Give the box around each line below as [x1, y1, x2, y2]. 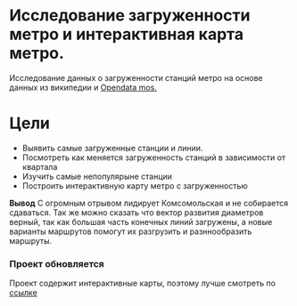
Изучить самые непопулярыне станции [21, 171, 172, 181]
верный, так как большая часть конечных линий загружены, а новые [9, 216, 273, 227]
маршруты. [9, 235, 53, 246]
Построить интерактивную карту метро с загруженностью [21, 180, 248, 191]
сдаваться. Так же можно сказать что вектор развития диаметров [9, 206, 264, 218]
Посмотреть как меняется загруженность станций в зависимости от [21, 152, 286, 163]
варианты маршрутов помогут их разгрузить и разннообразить [9, 226, 252, 237]
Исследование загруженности [9, 5, 251, 26]
